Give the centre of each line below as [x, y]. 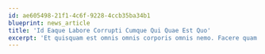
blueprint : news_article [49, 23]
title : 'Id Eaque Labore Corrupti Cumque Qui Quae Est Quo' [110, 30]
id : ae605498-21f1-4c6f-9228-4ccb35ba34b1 [79, 15]
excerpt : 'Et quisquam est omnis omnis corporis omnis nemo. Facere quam [133, 38]
